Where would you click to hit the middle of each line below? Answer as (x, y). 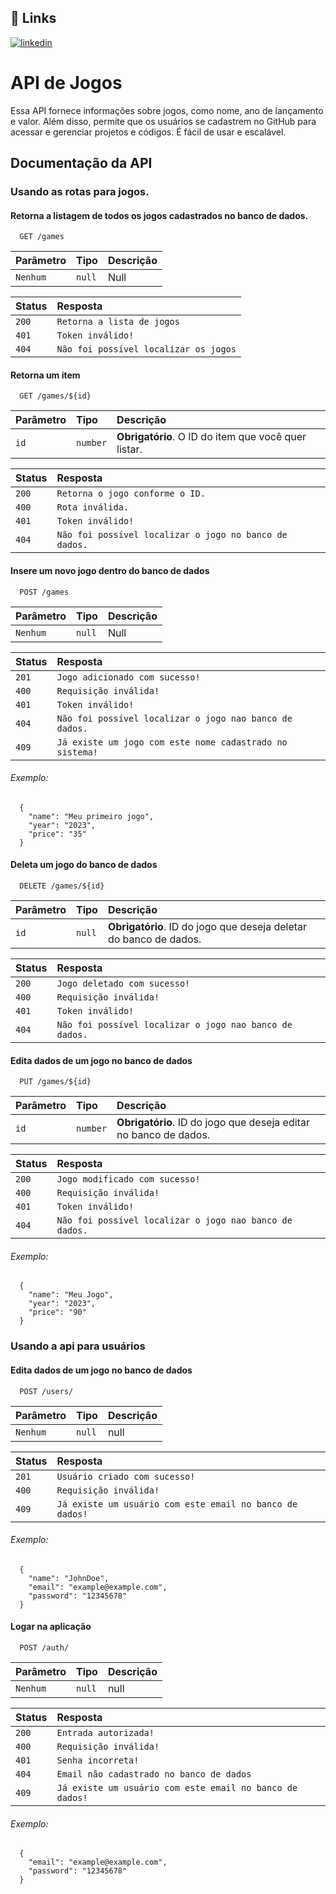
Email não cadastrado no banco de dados (154, 1774)
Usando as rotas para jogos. (80, 192)
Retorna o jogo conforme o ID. (131, 494)
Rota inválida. (93, 507)
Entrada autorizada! (105, 1733)
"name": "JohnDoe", (69, 1578)
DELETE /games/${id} (62, 886)
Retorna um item (45, 375)
